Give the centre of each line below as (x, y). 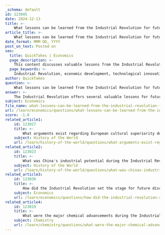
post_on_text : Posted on (30, 46)
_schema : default (23, 10)
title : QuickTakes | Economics (41, 55)
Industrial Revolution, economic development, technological (78, 74)
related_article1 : (24, 119)
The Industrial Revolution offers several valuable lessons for (81, 97)
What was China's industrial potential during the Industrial (88, 161)
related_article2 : (24, 147)
